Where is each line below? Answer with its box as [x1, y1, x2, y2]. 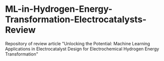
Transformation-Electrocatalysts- [5, 14, 147, 25]
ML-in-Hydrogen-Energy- [5, 3, 113, 15]
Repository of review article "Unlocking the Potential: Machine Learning [5, 40, 150, 46]
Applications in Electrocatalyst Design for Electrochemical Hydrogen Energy [5, 46, 159, 52]
